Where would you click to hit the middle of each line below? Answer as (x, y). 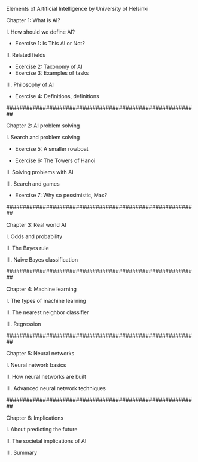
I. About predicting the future (42, 429)
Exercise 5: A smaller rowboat (51, 149)
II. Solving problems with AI (40, 172)
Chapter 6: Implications (35, 418)
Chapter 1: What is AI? (33, 20)
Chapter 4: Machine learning (41, 289)
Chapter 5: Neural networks (40, 353)
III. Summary (22, 452)
